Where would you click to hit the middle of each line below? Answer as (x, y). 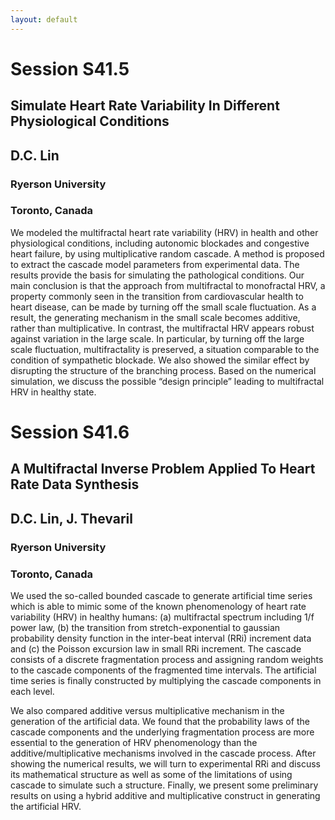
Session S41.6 (70, 432)
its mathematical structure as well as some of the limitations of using (151, 774)
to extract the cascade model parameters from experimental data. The (155, 264)
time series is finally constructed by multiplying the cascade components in (166, 680)
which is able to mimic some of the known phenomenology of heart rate (158, 606)
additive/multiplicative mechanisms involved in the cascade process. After (163, 753)
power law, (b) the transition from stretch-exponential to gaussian (145, 627)
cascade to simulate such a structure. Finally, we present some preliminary (164, 785)
